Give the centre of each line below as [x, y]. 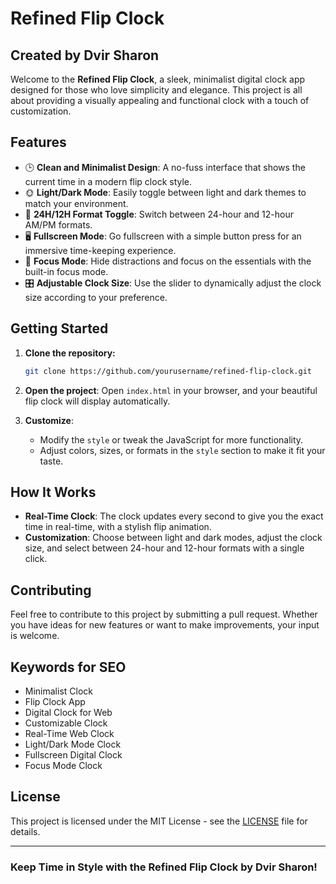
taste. [51, 461]
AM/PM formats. [58, 224]
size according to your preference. [96, 297]
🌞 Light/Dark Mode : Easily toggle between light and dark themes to [165, 192]
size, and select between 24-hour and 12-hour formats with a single [164, 548]
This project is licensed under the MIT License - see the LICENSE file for [159, 821]
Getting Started [59, 328]
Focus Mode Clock [63, 765]
